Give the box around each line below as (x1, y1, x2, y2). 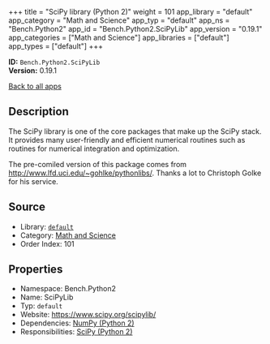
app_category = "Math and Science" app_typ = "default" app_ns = (8, 15, 230, 25)
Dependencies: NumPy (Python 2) (19, 318, 135, 328)
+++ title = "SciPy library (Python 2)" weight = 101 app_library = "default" (8, 7, 253, 16)
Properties (8, 263, 63, 277)
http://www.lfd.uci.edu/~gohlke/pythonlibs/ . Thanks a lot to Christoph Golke (8, 168, 262, 178)
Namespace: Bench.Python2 (19, 284, 116, 294)
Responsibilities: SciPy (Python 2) (19, 327, 133, 337)
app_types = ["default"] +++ (8, 41, 104, 51)
